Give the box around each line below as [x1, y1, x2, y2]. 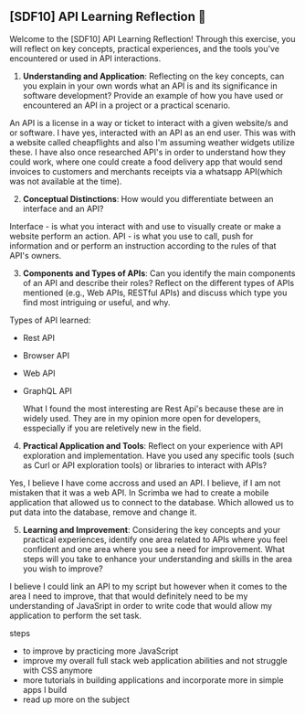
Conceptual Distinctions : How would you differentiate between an [22, 193, 274, 204]
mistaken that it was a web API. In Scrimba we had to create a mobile [9, 486, 269, 498]
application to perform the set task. [9, 610, 142, 621]
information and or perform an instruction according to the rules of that [9, 240, 277, 251]
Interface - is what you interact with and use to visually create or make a [9, 220, 281, 231]
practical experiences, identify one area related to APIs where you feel [22, 534, 288, 545]
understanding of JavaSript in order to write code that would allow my [9, 600, 272, 611]
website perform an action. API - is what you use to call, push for [9, 230, 254, 241]
